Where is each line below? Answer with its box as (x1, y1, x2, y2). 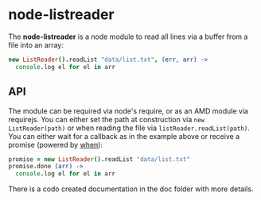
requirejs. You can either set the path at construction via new (8, 114, 205, 124)
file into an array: (8, 40, 64, 49)
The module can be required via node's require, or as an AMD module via (8, 106, 249, 116)
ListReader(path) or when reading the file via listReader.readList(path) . (8, 123, 251, 133)
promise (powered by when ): (8, 140, 103, 149)
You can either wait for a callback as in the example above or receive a (8, 131, 240, 140)
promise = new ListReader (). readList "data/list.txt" (8, 155, 191, 163)
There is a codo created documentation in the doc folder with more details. (8, 184, 254, 194)
